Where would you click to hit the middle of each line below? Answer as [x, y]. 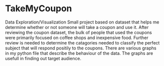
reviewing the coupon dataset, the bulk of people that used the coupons [79, 32]
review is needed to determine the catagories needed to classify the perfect [82, 43]
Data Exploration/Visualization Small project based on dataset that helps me [82, 22]
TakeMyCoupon [39, 9]
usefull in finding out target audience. [43, 58]
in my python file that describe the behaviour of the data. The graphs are [79, 53]
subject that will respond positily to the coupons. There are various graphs [81, 48]
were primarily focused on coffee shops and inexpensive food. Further [77, 38]
